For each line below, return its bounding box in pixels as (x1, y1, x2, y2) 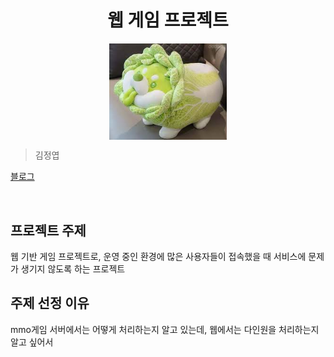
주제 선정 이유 (10, 295, 90, 312)
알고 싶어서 (10, 336, 54, 348)
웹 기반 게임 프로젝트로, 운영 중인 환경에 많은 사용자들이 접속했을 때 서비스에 (10, 251, 307, 263)
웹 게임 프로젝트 (107, 9, 229, 32)
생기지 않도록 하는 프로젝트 (20, 263, 126, 275)
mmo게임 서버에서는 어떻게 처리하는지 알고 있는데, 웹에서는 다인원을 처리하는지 (10, 323, 320, 335)
